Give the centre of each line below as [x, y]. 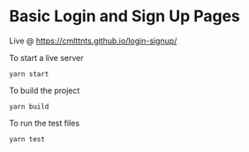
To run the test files [45, 123]
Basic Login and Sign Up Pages [125, 16]
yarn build [29, 106]
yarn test [27, 139]
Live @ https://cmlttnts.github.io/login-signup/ [93, 41]
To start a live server [46, 57]
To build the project [45, 90]
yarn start [29, 74]
